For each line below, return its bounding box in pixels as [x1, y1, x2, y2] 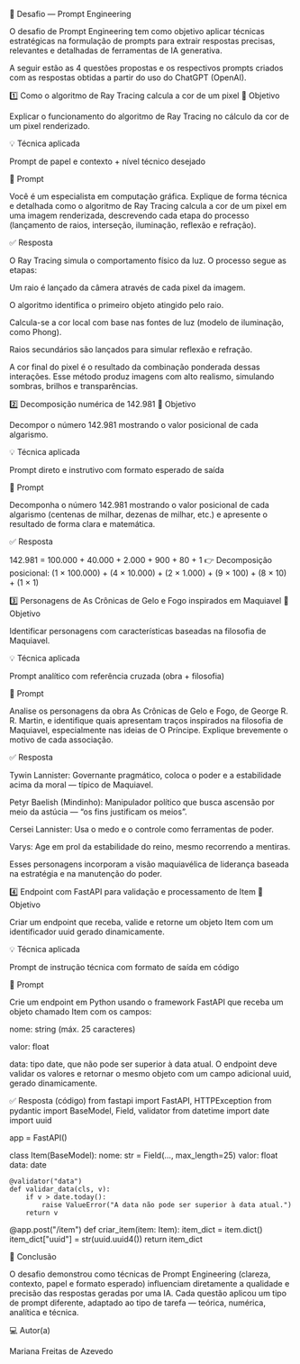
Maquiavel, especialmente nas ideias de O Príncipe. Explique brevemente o [9, 725, 288, 735]
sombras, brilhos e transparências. [9, 381, 139, 391]
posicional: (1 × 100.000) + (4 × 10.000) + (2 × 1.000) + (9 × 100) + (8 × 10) [9, 568, 287, 578]
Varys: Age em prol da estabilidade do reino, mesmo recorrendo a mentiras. [9, 841, 291, 851]
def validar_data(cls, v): [9, 1185, 111, 1194]
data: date [9, 1159, 47, 1170]
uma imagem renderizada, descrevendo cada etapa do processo [9, 210, 250, 221]
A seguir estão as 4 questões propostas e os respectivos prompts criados [9, 63, 284, 73]
